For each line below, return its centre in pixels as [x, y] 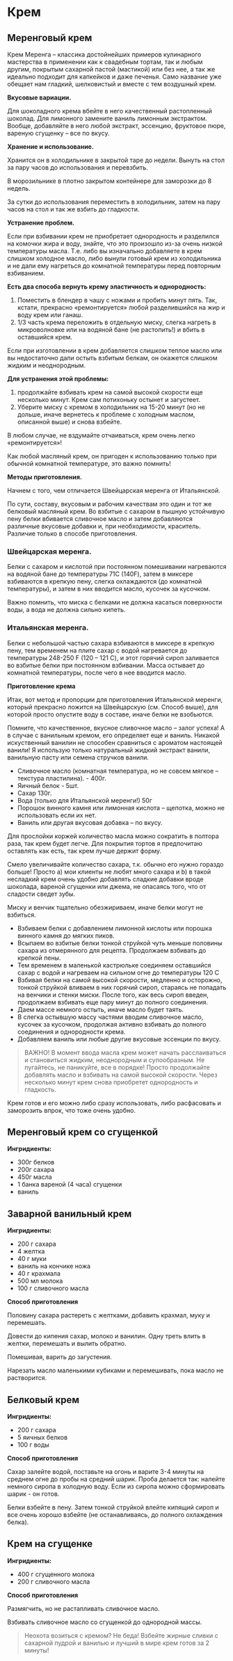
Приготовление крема [41, 686]
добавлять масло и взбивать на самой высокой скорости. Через [121, 1075]
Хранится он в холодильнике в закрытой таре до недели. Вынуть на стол [116, 160]
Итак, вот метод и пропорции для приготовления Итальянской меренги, [115, 699]
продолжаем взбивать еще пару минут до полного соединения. [113, 1002]
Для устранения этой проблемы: [58, 379]
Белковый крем [43, 1400]
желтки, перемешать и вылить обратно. [67, 1344]
